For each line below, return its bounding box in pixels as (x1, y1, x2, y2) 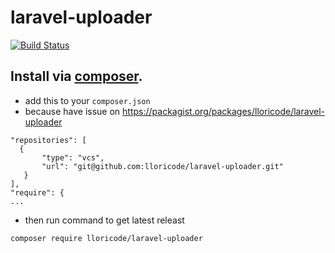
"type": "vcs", (41, 152, 105, 163)
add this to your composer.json (24, 94, 151, 106)
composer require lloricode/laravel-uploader (10, 233, 203, 243)
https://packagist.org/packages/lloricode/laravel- (122, 105, 325, 117)
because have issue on (24, 105, 121, 117)
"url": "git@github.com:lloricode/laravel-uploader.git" (41, 161, 284, 171)
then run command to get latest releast (24, 214, 185, 226)
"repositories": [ (10, 135, 87, 145)
